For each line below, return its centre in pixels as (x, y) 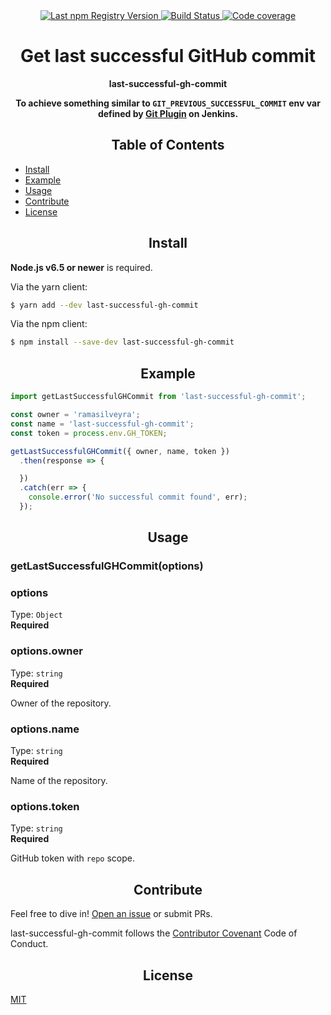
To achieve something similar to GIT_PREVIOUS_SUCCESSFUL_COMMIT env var (168, 103)
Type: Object (36, 615)
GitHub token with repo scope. (72, 858)
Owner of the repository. (61, 703)
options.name (45, 729)
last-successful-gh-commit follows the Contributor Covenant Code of (154, 933)
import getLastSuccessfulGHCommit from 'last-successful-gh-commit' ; (158, 397)
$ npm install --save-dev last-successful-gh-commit (122, 342)
